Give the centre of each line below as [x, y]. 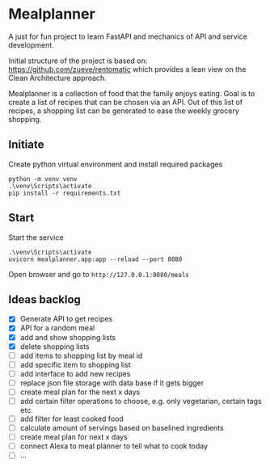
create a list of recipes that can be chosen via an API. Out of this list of [126, 102]
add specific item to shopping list [75, 364]
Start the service [36, 237]
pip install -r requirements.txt [65, 193]
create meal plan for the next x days [80, 392]
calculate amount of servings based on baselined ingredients [122, 428]
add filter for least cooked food [72, 419]
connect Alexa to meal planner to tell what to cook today [114, 446]
